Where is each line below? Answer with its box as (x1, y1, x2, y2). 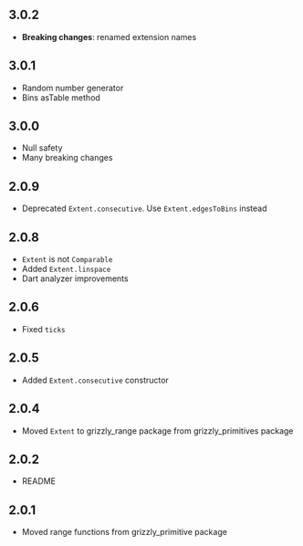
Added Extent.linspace (21, 264, 111, 275)
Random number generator (21, 82, 124, 93)
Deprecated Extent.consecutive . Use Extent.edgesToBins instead (21, 203, 267, 214)
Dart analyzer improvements (21, 273, 129, 284)
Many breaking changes (21, 152, 113, 163)
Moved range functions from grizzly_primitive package (21, 527, 227, 538)
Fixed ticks (21, 323, 66, 334)
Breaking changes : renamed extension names (21, 31, 197, 42)
